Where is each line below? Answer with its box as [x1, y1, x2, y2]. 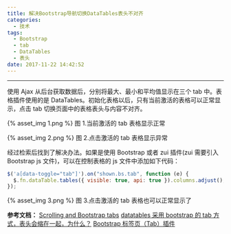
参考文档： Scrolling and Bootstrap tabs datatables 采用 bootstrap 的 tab [7, 211, 212, 220]
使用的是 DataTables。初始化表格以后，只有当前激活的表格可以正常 [25, 95, 215, 104]
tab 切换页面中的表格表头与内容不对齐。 [32, 104, 146, 113]
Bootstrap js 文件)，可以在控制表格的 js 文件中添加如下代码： [7, 156, 180, 165]
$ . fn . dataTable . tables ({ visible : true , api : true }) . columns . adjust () [13, 176, 223, 184]
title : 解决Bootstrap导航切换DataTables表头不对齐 [7, 10, 144, 17]
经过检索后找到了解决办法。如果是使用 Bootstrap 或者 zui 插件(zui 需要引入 [7, 148, 219, 156]
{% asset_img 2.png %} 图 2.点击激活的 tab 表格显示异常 [7, 133, 168, 141]
